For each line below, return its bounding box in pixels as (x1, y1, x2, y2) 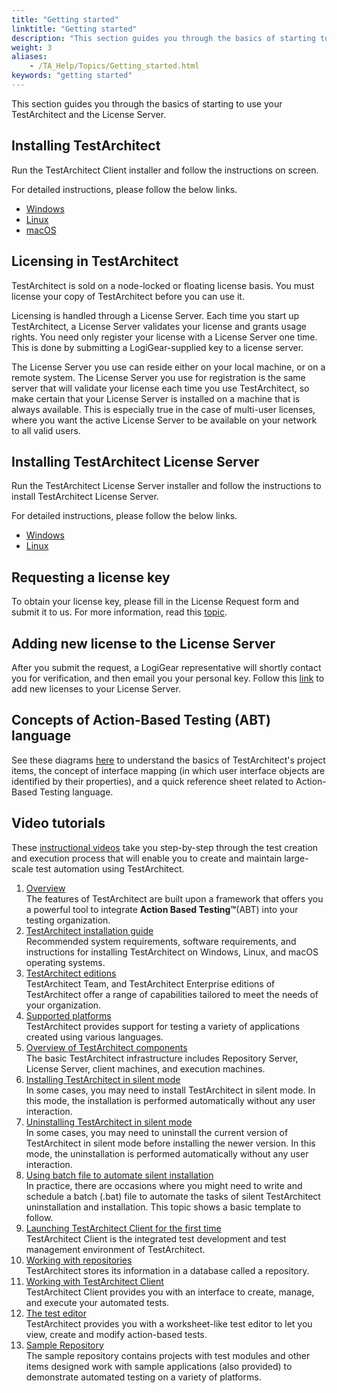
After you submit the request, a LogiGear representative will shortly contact (11, 661, 322, 673)
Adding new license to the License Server (11, 635, 276, 652)
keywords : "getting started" (11, 71, 133, 81)
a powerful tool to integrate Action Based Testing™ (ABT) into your (25, 903, 299, 915)
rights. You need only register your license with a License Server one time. (11, 331, 318, 343)
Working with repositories (25, 1254, 133, 1266)
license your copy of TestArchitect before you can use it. (11, 290, 245, 302)
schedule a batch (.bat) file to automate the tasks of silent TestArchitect (25, 1190, 321, 1202)
